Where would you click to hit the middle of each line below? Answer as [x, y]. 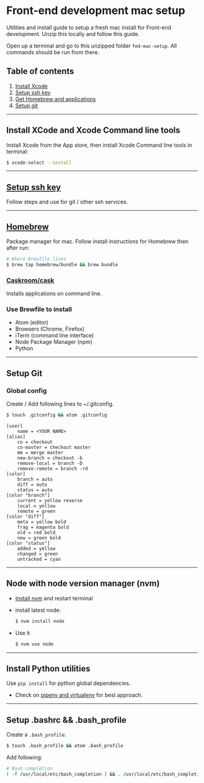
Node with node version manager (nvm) [83, 584]
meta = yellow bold [42, 522]
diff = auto [32, 485]
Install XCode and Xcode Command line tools [93, 131]
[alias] [16, 437]
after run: [18, 248]
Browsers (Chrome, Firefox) [50, 329]
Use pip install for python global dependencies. [68, 683]
